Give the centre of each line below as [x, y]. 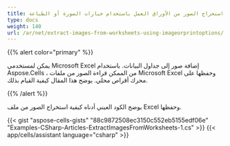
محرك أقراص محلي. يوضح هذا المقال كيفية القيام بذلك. [78, 81]
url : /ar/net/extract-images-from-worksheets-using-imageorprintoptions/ [116, 33]
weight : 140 [24, 26]
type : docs [23, 20]
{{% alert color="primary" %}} [50, 52]
